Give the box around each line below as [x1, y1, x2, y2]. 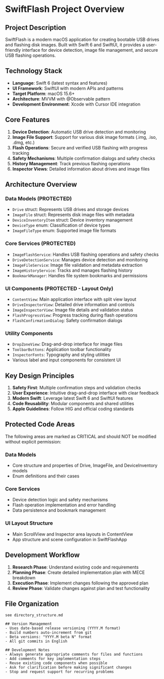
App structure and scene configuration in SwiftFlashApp [12, 536, 127, 542]
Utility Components [5, 330, 53, 337]
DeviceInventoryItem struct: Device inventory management [12, 217, 133, 223]
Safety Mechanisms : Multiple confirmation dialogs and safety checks [12, 155, 155, 161]
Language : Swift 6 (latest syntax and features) [12, 80, 108, 86]
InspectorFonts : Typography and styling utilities [12, 352, 110, 358]
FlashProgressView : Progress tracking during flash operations [12, 312, 138, 318]
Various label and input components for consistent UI [12, 357, 121, 363]
